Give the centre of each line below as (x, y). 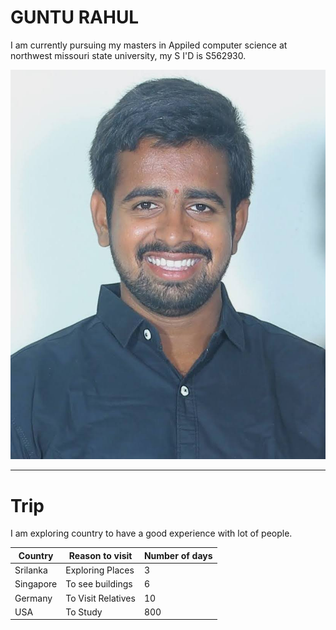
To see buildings (99, 584)
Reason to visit (100, 555)
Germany (33, 598)
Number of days (178, 555)
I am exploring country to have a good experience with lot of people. (151, 533)
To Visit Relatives (100, 598)
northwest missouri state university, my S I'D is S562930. (128, 55)
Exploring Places (100, 570)
